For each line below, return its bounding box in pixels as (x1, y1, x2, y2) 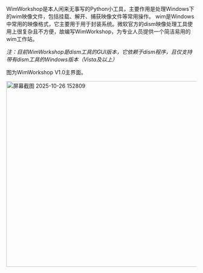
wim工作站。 (6, 36, 38, 42)
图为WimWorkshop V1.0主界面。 (6, 69, 86, 75)
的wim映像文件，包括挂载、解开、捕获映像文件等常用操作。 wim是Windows (6, 13, 195, 20)
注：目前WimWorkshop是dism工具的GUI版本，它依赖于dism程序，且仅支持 (6, 48, 192, 56)
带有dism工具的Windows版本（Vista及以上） (6, 56, 118, 63)
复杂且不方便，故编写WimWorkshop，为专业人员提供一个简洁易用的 (22, 28, 192, 35)
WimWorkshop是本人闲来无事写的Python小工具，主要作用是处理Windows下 (6, 5, 195, 12)
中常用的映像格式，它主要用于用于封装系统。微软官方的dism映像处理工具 (6, 21, 188, 27)
